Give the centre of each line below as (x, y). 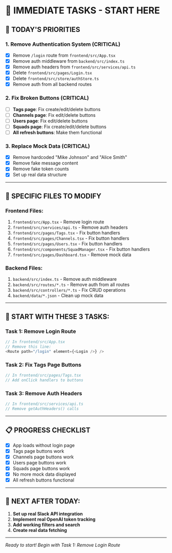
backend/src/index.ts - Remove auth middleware (64, 279)
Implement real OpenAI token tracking (54, 519)
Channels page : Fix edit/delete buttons (54, 115)
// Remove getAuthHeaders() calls (42, 408)
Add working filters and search (46, 525)
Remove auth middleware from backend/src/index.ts (69, 61)
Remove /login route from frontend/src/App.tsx (64, 55)
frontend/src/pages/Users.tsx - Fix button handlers (68, 244)
